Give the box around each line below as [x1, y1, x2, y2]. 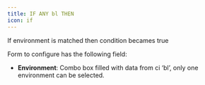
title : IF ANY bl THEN [7, 10, 74, 18]
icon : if [7, 17, 33, 24]
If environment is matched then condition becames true [7, 36, 169, 44]
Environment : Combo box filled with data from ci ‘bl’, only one [17, 63, 199, 72]
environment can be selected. [17, 71, 105, 79]
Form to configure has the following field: [7, 50, 127, 58]
